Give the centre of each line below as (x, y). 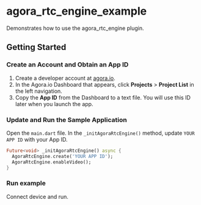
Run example (26, 183)
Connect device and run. (38, 196)
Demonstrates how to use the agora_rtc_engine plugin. (75, 28)
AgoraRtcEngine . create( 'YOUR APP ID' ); (63, 156)
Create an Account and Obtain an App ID (68, 65)
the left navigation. (38, 91)
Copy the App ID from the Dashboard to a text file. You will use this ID (103, 97)
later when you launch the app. (54, 104)
